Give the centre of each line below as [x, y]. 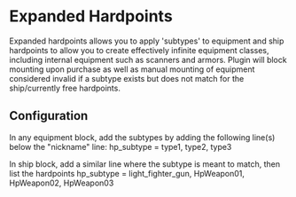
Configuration [49, 116]
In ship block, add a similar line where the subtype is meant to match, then [145, 164]
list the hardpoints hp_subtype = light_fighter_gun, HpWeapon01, [127, 173]
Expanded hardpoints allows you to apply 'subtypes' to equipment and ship [147, 41]
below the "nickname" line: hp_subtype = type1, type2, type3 [121, 146]
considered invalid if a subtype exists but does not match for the [127, 78]
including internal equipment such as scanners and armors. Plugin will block [148, 59]
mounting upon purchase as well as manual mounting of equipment [132, 69]
